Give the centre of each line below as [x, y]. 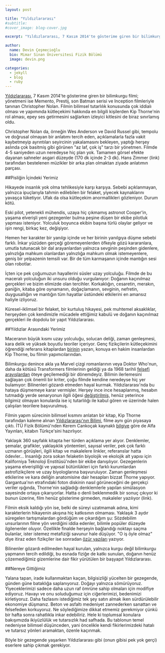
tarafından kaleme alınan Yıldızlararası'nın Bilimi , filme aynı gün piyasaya [78, 421]
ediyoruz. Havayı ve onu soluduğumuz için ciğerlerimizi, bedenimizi [73, 594]
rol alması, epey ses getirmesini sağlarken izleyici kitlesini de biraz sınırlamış [82, 117]
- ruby [16, 82]
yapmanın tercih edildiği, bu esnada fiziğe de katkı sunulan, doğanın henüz [81, 554]
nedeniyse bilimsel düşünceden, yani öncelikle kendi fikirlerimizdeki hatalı [80, 625]
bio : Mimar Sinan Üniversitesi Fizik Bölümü [56, 55]
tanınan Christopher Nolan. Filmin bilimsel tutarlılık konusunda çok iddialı [78, 106]
